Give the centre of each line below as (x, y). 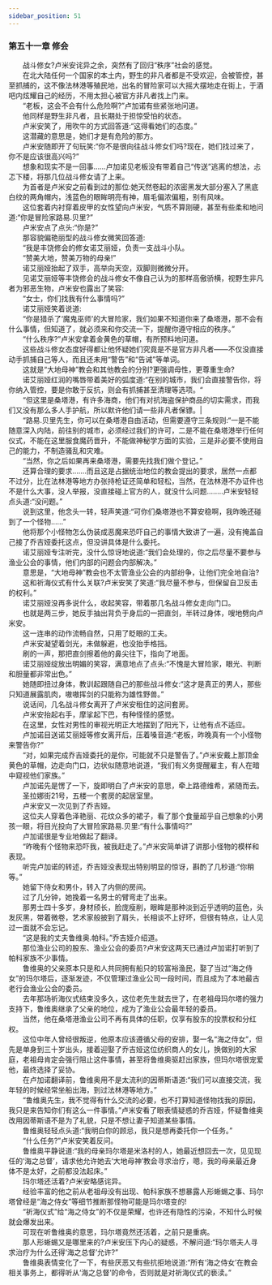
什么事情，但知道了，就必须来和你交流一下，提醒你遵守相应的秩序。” (122, 329)
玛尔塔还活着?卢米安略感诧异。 (74, 1181)
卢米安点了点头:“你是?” (60, 227)
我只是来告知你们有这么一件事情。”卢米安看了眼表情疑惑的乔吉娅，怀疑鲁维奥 (136, 1110)
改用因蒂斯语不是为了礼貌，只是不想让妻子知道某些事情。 (104, 1120)
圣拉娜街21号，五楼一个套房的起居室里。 (90, 796)
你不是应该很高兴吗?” (44, 156)
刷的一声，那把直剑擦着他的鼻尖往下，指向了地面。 (107, 653)
